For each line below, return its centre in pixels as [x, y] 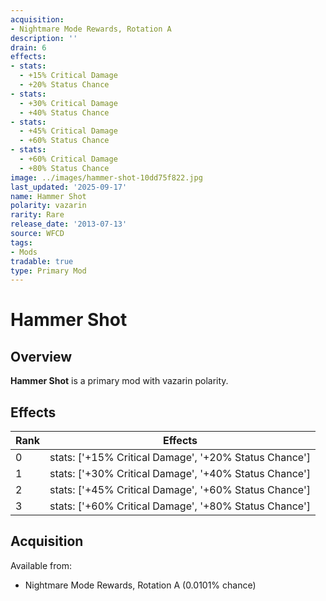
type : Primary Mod [48, 271]
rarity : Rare [37, 215]
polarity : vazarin [48, 206]
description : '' [44, 38]
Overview [41, 356]
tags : [21, 242]
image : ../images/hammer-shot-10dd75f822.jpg [106, 177]
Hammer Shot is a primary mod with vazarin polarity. [119, 381]
